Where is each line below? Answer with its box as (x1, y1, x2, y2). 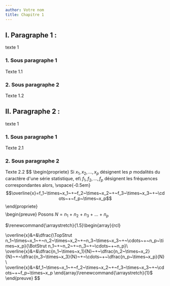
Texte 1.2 (5, 92, 24, 99)
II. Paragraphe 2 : (5, 107, 60, 116)
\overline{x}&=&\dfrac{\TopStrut (5, 232, 73, 238)
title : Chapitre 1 (5, 12, 44, 17)
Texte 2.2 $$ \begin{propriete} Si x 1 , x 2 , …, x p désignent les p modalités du (5, 169, 160, 176)
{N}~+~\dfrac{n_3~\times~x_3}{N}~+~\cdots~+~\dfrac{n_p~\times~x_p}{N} (5, 254, 165, 260)
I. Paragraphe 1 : (5, 31, 57, 39)
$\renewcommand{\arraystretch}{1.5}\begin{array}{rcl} (5, 222, 121, 228)
